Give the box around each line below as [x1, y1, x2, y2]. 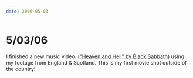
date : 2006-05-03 [6, 8, 49, 15]
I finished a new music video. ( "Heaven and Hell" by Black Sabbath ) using [6, 53, 185, 60]
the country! [6, 65, 36, 72]
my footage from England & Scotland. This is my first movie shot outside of [6, 59, 187, 66]
